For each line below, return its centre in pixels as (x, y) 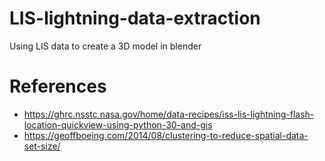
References (58, 86)
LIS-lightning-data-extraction (135, 18)
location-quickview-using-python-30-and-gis (118, 124)
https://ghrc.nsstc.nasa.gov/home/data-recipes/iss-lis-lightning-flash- (169, 114)
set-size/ (42, 146)
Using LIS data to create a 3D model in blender (105, 46)
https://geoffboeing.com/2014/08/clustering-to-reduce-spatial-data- (166, 135)
